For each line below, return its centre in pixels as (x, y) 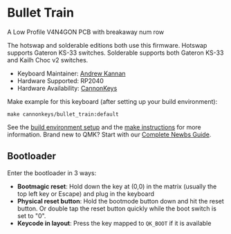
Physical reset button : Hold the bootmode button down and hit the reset (121, 201)
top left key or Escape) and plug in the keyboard (85, 193)
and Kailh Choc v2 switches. (48, 60)
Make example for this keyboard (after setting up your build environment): (112, 101)
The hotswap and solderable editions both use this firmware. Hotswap (107, 45)
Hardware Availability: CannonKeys (67, 88)
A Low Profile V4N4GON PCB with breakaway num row (86, 32)
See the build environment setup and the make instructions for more (104, 127)
